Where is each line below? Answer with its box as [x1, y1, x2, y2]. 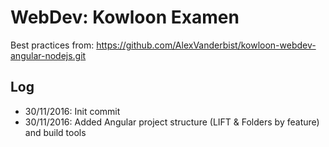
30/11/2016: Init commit [24, 105, 121, 117]
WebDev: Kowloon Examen [10, 6, 240, 29]
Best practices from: [10, 39, 95, 51]
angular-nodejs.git [10, 49, 87, 61]
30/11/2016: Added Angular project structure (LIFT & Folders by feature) [24, 116, 320, 128]
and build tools [24, 126, 87, 138]
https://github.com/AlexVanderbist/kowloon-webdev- [96, 39, 317, 51]
